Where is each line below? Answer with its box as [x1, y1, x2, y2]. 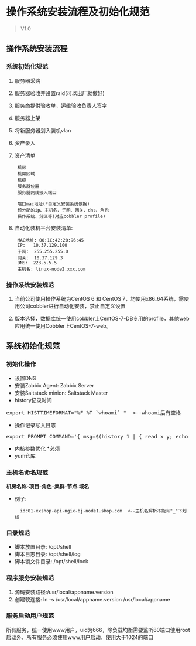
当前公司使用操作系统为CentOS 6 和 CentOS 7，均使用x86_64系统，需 [14, 295, 184, 302]
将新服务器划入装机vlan [14, 127, 71, 134]
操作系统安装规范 [6, 281, 54, 289]
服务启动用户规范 [6, 612, 54, 620]
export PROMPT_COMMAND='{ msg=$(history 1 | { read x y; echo [6, 433, 188, 440]
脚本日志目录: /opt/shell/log [14, 550, 81, 557]
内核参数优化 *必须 [14, 445, 60, 452]
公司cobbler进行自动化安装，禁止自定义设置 [19, 302, 126, 310]
